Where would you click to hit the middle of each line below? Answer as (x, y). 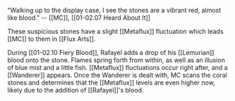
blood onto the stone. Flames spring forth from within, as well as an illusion (116, 60)
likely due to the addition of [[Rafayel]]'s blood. (76, 90)
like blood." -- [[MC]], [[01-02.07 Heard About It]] (79, 18)
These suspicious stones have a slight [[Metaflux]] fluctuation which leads (115, 31)
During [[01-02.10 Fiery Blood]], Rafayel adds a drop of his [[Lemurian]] (111, 53)
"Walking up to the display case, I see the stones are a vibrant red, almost (114, 10)
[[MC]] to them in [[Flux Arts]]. (52, 39)
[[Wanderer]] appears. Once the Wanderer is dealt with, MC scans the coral (117, 75)
